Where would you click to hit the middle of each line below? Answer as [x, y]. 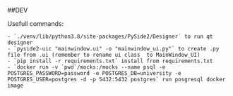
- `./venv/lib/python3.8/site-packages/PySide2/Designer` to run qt [110, 36]
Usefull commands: [36, 23]
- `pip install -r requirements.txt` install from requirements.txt [110, 61]
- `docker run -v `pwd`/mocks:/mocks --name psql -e [86, 67]
